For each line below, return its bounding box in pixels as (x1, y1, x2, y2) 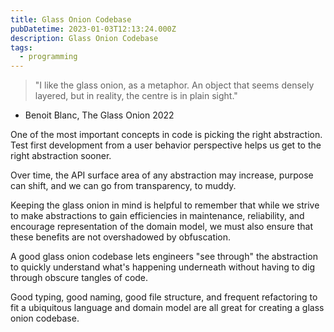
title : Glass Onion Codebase (10, 14, 132, 25)
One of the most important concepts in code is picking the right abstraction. (10, 129, 323, 141)
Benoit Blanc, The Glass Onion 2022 (24, 109, 175, 121)
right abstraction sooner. (10, 150, 112, 162)
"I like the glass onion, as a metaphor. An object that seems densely (34, 79, 315, 91)
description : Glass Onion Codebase (10, 33, 159, 43)
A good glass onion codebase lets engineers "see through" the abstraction (10, 251, 319, 263)
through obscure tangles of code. (10, 272, 149, 284)
